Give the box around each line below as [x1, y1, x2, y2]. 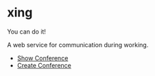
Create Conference [16, 61, 72, 69]
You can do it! [7, 27, 47, 36]
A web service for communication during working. [7, 40, 149, 49]
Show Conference [16, 53, 69, 62]
